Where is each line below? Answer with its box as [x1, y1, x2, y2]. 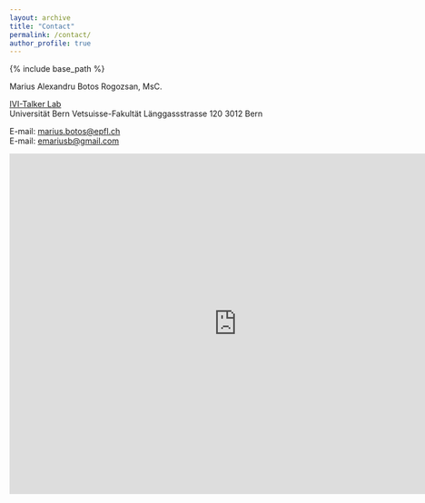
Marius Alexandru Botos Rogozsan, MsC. [9, 81, 163, 92]
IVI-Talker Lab [9, 99, 62, 110]
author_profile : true [9, 38, 92, 48]
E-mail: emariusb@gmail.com [9, 135, 120, 146]
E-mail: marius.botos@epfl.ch [9, 126, 121, 137]
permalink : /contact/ [9, 30, 92, 39]
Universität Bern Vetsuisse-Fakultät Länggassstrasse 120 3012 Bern [9, 108, 263, 119]
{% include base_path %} [9, 64, 105, 74]
